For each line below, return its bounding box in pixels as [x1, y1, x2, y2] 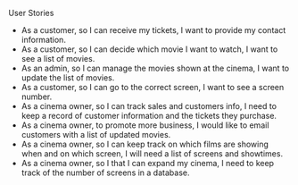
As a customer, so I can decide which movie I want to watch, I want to [21, 44, 278, 55]
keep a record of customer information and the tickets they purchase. [21, 111, 277, 121]
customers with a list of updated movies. [21, 130, 171, 139]
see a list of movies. [21, 54, 95, 63]
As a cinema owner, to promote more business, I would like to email [21, 120, 269, 130]
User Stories [8, 8, 54, 18]
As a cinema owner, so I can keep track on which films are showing [21, 139, 269, 149]
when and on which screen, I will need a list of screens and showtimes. [21, 148, 283, 159]
